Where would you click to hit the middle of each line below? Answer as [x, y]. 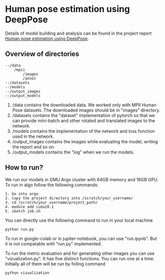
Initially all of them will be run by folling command [55, 264]
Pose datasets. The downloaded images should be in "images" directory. [86, 110]
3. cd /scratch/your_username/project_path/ [51, 202]
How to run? [24, 168]
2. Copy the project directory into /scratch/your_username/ [69, 198]
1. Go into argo [22, 194]
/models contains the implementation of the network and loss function [83, 131]
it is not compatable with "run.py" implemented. [53, 243]
